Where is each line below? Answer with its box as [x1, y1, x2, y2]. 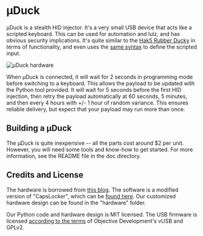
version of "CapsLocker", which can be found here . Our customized [6, 192, 176, 200]
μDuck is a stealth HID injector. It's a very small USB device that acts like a [6, 24, 193, 31]
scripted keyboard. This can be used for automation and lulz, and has [6, 30, 181, 37]
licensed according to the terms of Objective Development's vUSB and [6, 217, 184, 224]
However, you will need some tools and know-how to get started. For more [6, 145, 193, 153]
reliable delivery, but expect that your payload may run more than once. [6, 105, 185, 113]
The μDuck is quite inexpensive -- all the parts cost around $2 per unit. [6, 139, 184, 147]
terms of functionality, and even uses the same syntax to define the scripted [6, 43, 198, 50]
